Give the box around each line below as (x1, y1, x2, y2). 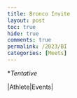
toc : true (7, 23, 36, 30)
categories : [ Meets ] (7, 50, 68, 57)
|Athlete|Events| (7, 82, 54, 91)
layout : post (7, 17, 45, 24)
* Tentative (7, 68, 38, 78)
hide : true (7, 30, 39, 37)
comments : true (7, 37, 52, 44)
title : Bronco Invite (7, 10, 71, 18)
